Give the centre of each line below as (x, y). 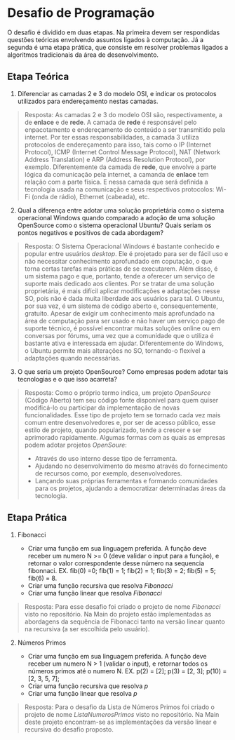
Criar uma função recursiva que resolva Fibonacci (100, 585)
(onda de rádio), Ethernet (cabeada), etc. (90, 196)
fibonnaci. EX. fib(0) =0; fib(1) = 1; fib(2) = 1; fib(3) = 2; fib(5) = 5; (122, 570)
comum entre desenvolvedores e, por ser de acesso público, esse (120, 422)
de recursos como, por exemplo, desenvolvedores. (108, 473)
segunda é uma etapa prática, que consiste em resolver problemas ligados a (118, 47)
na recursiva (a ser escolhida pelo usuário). (87, 628)
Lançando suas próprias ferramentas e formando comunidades (126, 480)
